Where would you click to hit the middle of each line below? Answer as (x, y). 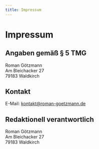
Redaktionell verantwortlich (50, 119)
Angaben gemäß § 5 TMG (46, 53)
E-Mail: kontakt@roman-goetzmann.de (45, 104)
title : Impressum (23, 10)
